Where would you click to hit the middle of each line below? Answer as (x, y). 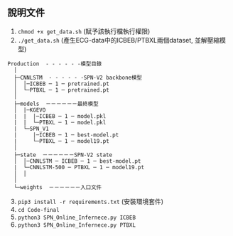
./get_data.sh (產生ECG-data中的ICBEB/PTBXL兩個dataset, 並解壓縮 (119, 40)
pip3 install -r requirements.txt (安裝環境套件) (91, 201)
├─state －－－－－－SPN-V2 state (63, 155)
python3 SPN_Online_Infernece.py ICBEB (77, 218)
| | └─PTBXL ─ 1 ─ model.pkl (60, 122)
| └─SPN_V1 (32, 129)
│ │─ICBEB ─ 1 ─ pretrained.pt (62, 84)
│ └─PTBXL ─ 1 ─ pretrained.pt (62, 90)
